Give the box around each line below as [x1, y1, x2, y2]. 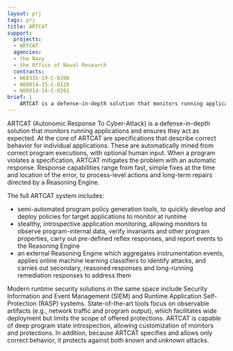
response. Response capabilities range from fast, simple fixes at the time [7, 163, 216, 172]
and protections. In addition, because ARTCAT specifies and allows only [7, 328, 213, 336]
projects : [13, 36, 42, 43]
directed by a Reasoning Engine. [7, 178, 100, 186]
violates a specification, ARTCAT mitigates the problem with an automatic [7, 156, 217, 164]
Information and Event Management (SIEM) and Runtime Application [7, 291, 202, 300]
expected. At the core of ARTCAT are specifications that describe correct [7, 134, 216, 142]
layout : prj [7, 10, 42, 17]
